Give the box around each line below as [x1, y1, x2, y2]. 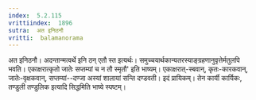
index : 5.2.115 [8, 11, 62, 20]
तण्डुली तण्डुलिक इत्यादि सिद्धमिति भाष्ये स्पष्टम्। [8, 83, 126, 92]
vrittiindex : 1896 [8, 19, 73, 27]
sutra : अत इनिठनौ [8, 26, 64, 34]
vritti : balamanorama [8, 33, 83, 42]
